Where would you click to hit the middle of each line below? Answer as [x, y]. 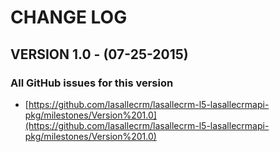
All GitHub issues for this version [92, 83]
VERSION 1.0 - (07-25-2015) [99, 54]
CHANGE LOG [69, 17]
